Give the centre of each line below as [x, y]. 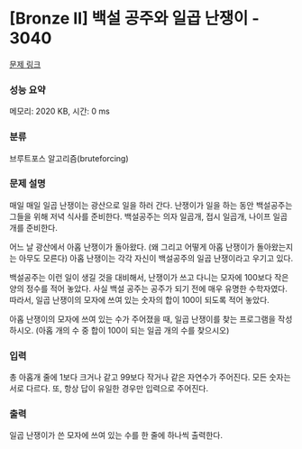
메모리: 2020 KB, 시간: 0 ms [59, 111]
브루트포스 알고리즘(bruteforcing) [69, 158]
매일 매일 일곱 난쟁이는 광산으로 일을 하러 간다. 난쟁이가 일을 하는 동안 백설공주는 [151, 205]
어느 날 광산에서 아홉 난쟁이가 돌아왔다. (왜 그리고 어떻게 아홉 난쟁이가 [132, 247]
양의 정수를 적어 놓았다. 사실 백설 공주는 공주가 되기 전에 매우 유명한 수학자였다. [149, 289]
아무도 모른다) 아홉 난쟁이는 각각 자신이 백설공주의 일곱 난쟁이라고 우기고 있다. [156, 258]
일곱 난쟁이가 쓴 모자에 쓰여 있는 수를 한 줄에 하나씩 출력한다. [116, 435]
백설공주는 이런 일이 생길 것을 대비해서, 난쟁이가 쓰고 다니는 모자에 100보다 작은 [149, 277]
